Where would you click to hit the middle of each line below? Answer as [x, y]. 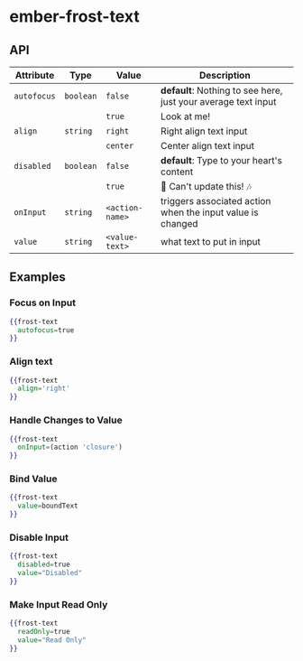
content [177, 172]
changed [179, 223]
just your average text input [219, 102]
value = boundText [48, 506]
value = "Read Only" [52, 640]
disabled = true [44, 565]
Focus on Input [43, 303]
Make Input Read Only [59, 604]
